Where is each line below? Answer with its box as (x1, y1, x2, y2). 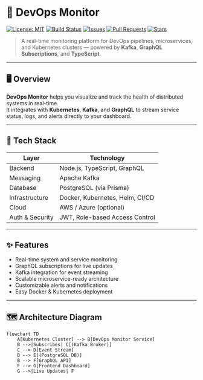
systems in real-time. (6, 99, 59, 106)
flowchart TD (6, 331, 39, 338)
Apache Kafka (59, 174, 100, 182)
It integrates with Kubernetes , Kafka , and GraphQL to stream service (6, 106, 179, 113)
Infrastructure (9, 193, 48, 201)
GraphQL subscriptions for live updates (14, 263, 113, 270)
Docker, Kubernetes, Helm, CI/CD (59, 193, 155, 201)
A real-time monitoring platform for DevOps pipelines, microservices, (21, 37, 193, 44)
